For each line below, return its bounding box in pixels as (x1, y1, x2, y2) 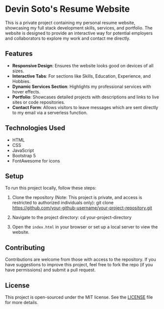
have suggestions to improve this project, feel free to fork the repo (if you (5, 262, 153, 268)
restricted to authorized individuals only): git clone (12, 200, 114, 206)
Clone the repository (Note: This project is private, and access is (12, 195, 142, 200)
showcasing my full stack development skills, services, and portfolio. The (5, 25, 153, 30)
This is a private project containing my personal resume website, (5, 20, 136, 26)
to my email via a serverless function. (12, 110, 88, 115)
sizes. (12, 68, 24, 74)
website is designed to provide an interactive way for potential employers (5, 30, 153, 36)
